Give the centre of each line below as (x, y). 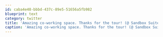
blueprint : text (21, 14)
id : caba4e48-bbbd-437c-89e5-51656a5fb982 (49, 9)
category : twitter (24, 18)
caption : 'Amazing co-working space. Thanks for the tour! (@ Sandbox (78, 27)
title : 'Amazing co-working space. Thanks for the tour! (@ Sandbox (76, 23)
